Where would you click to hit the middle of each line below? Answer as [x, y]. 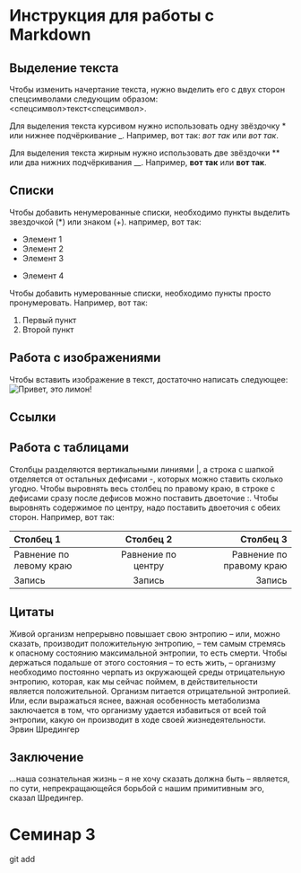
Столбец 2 [149, 539]
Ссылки [33, 417]
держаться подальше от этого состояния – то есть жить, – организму [142, 662]
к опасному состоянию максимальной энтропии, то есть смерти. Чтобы [148, 653]
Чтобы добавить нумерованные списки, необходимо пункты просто [140, 293]
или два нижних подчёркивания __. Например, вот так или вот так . [138, 162]
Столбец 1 [37, 539]
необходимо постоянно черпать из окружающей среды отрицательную [147, 672]
